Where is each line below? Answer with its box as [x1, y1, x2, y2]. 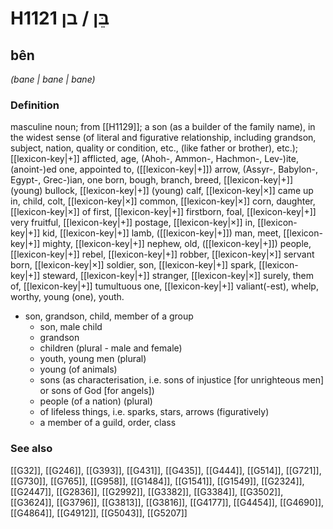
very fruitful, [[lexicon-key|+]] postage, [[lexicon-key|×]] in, [10, 217, 256, 229]
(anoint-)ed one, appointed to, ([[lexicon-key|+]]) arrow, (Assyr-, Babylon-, [10, 163, 318, 176]
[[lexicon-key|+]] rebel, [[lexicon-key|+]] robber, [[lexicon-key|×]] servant [10, 248, 315, 261]
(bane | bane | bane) [10, 73, 96, 85]
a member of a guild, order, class [39, 417, 177, 429]
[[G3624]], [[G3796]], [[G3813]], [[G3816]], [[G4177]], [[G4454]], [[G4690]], [10, 496, 325, 508]
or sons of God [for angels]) [39, 385, 155, 397]
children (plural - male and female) [39, 342, 183, 354]
